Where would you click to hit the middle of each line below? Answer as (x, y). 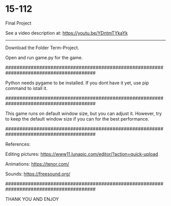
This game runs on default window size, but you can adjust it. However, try (83, 113)
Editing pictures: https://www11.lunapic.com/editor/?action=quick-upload (82, 154)
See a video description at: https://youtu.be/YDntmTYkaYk (67, 33)
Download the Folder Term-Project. (42, 48)
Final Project (18, 23)
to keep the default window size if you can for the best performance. (77, 119)
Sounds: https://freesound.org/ (38, 174)
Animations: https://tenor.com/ (37, 164)
